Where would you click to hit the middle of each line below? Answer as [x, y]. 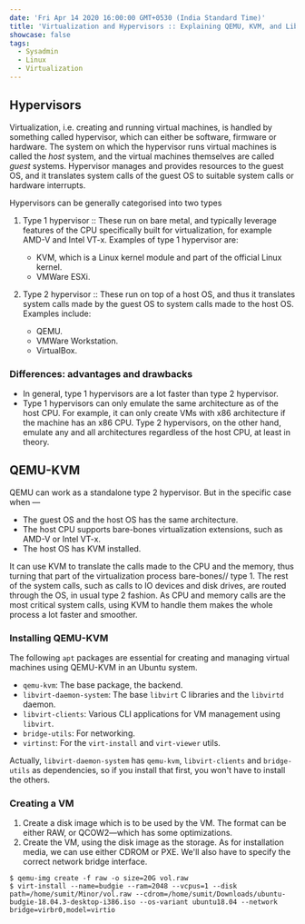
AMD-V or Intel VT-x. [62, 539]
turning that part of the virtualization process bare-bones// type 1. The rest [149, 576]
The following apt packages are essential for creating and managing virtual [150, 658]
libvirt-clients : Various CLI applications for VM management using [152, 714]
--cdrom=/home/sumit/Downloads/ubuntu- [210, 894]
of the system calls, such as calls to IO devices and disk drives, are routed [148, 585]
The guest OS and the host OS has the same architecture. [130, 520]
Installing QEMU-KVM [59, 638]
